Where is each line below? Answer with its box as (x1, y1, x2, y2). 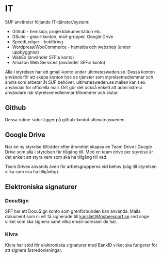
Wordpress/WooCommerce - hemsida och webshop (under (12, 44, 131, 50)
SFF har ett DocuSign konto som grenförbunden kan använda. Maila (5, 208, 141, 214)
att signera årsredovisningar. (5, 247, 62, 253)
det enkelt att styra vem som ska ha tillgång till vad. (5, 154, 108, 160)
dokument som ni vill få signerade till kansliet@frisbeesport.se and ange (5, 214, 149, 220)
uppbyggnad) (12, 49, 40, 55)
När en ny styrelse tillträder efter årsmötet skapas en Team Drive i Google (5, 144, 152, 149)
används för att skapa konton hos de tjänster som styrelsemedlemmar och (5, 74, 154, 80)
